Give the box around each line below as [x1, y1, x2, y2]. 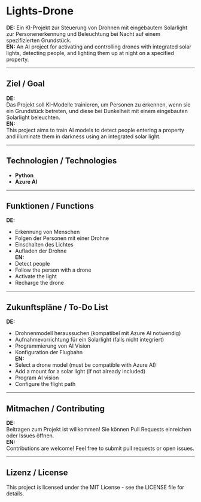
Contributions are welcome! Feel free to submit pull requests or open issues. [6, 445, 194, 452]
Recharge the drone [14, 279, 65, 287]
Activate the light [14, 273, 57, 280]
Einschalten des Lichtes [14, 241, 74, 248]
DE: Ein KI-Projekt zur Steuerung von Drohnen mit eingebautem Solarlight [6, 24, 187, 31]
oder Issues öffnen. [6, 432, 54, 439]
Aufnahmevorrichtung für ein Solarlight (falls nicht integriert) [14, 336, 165, 343]
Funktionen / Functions [6, 200, 95, 211]
